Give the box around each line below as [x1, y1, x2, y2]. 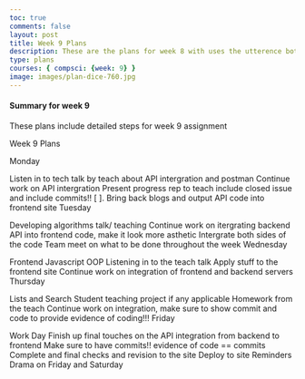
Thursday [9, 276, 45, 287]
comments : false [9, 22, 71, 31]
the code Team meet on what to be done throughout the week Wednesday [9, 238, 288, 249]
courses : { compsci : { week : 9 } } [9, 64, 136, 73]
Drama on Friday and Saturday [9, 359, 124, 370]
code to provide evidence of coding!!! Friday [9, 312, 175, 323]
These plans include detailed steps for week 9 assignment [9, 120, 228, 131]
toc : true [9, 13, 47, 23]
